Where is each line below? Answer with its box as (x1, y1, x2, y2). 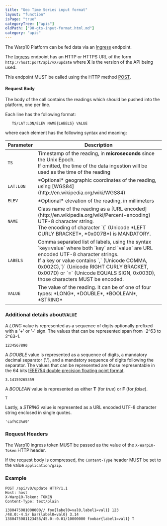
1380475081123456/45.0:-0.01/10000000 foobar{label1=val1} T (5, 517, 135, 522)
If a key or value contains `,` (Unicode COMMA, (37, 257, 148, 264)
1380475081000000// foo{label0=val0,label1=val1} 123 (5, 508, 119, 513)
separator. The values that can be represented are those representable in (5, 362, 155, 368)
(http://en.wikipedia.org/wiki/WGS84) (37, 189, 126, 196)
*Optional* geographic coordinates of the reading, (37, 177, 157, 184)
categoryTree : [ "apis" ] (5, 21, 55, 26)
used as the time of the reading (37, 169, 111, 176)
